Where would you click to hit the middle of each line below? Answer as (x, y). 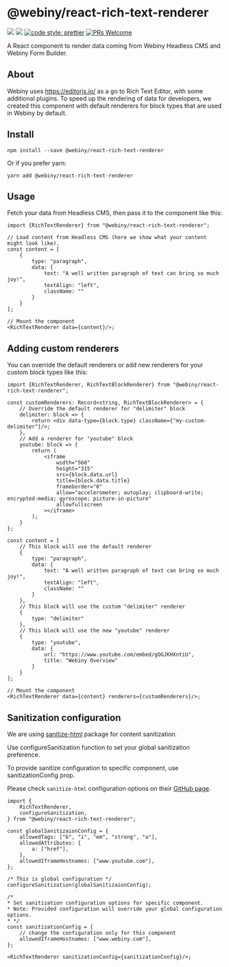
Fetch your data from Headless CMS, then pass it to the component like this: (115, 213)
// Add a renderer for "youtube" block (76, 439)
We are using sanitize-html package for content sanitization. (92, 734)
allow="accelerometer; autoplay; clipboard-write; (130, 493)
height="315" (75, 469)
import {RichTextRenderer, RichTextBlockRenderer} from (88, 385)
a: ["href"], (50, 849)
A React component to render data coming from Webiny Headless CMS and (114, 45)
